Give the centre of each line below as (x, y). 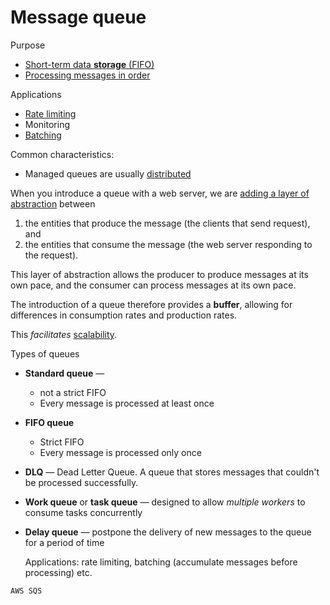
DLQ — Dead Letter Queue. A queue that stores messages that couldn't (172, 472)
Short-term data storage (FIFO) (89, 64)
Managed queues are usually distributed (108, 173)
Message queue (78, 17)
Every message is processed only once (120, 452)
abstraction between (53, 203)
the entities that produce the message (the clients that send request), (167, 223)
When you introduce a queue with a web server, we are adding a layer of (160, 193)
